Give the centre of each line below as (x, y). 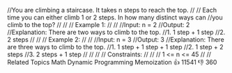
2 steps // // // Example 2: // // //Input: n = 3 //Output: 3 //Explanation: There (116, 40)
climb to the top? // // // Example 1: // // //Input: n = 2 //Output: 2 (99, 25)
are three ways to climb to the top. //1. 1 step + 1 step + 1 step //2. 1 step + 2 (115, 47)
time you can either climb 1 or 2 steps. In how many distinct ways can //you (115, 17)
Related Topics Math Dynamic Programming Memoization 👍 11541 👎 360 (112, 62)
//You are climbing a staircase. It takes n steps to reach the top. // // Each (112, 10)
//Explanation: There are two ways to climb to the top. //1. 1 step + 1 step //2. (116, 32)
